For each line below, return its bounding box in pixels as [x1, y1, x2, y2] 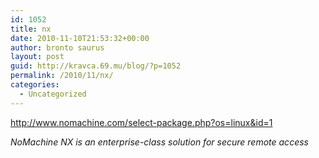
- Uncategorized [19, 89, 87, 99]
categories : [10, 80, 60, 90]
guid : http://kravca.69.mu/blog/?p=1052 [10, 61, 182, 71]
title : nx [10, 24, 52, 34]
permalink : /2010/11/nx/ [10, 71, 114, 81]
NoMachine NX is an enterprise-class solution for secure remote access [10, 136, 309, 148]
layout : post [10, 52, 65, 62]
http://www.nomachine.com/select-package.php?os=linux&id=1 [10, 116, 273, 128]
